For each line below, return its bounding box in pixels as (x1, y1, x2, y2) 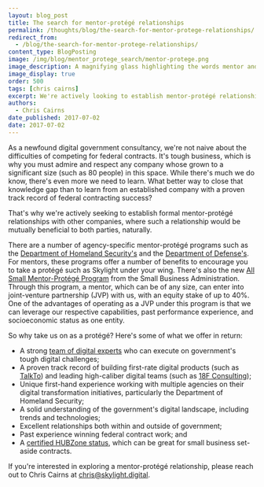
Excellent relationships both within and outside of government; (19, 421, 222, 430)
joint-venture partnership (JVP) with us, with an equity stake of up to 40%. (8, 290, 250, 300)
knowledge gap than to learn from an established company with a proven (8, 184, 245, 194)
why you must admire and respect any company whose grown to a (8, 159, 224, 169)
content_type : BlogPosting (8, 48, 97, 56)
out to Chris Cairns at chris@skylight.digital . (8, 470, 151, 479)
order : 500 (8, 77, 44, 85)
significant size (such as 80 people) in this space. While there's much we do (8, 168, 255, 177)
